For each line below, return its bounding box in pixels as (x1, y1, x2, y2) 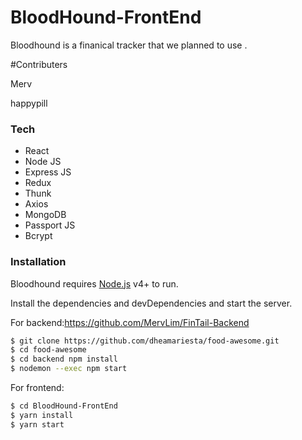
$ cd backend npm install (10, 354, 118, 365)
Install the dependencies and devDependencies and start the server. (10, 297, 293, 309)
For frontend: (10, 382, 65, 394)
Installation (10, 255, 67, 269)
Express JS (24, 166, 72, 178)
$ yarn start (10, 419, 65, 430)
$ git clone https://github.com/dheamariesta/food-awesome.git (10, 336, 280, 346)
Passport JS (24, 219, 76, 231)
